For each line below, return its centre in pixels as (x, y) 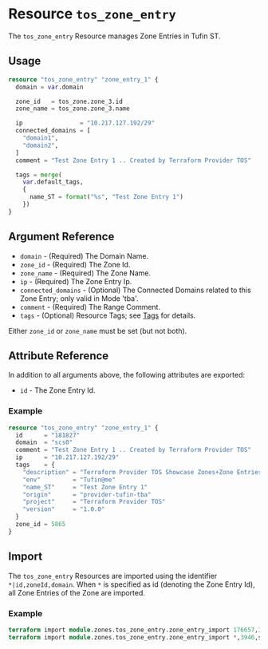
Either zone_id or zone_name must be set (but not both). (98, 330)
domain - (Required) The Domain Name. (84, 255)
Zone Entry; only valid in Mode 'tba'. (79, 298)
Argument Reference (61, 237)
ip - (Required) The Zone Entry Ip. (76, 281)
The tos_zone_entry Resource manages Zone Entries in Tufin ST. (114, 36)
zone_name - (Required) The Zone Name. (85, 273)
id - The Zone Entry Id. (57, 390)
